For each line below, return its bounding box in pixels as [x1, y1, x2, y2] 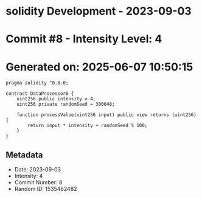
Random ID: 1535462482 [14, 185, 77, 193]
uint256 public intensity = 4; [16, 96, 96, 102]
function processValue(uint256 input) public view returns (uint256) [16, 112, 197, 118]
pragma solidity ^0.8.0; [5, 80, 69, 86]
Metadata [5, 150, 43, 160]
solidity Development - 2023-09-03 [5, 4, 192, 18]
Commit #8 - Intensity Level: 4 [5, 32, 162, 46]
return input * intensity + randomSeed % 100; [27, 123, 148, 129]
